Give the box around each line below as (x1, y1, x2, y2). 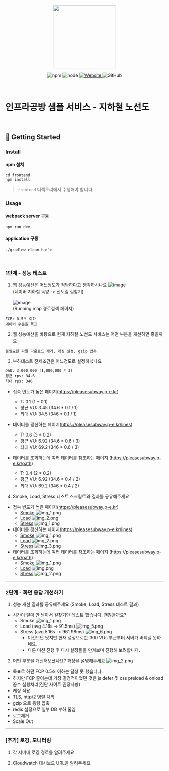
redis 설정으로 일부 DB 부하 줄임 (12, 706, 76, 712)
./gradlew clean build (5, 247, 53, 252)
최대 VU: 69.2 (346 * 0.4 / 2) (20, 483, 79, 489)
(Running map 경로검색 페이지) (12, 306, 74, 312)
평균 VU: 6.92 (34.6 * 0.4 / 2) (20, 476, 80, 483)
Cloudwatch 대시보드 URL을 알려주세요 (12, 760, 91, 766)
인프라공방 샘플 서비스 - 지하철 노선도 (5, 102, 150, 113)
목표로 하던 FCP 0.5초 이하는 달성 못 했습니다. (12, 668, 103, 674)
